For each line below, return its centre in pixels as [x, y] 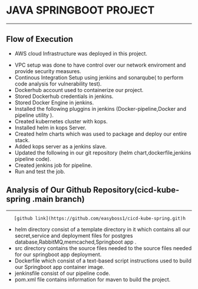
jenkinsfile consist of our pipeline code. [62, 273]
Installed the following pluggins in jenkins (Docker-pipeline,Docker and [100, 109]
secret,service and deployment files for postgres [74, 235]
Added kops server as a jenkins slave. [61, 146]
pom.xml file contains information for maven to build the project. [93, 279]
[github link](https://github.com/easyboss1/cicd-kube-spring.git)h [100, 218]
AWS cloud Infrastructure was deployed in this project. [81, 53]
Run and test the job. [40, 171]
